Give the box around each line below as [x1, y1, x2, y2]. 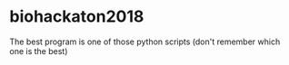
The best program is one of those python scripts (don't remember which [9, 36, 281, 47]
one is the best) [9, 45, 68, 56]
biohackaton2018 [9, 6, 144, 27]
